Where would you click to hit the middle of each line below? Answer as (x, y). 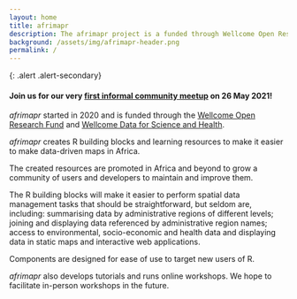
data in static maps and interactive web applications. (105, 242)
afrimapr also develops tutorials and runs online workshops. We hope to (141, 276)
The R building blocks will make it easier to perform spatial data (125, 195)
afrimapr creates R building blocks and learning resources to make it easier (146, 142)
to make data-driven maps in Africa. (75, 151)
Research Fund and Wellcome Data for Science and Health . (117, 125)
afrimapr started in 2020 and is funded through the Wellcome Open (133, 115)
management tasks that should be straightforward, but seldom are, (130, 204)
